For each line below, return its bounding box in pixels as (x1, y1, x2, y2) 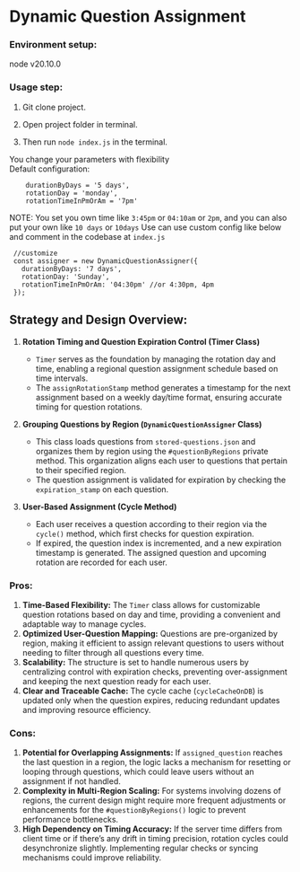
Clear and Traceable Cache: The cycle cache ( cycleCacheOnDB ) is (21, 685, 264, 696)
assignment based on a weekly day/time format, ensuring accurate (35, 392, 282, 402)
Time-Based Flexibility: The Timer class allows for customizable (21, 599, 261, 610)
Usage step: (9, 81, 64, 93)
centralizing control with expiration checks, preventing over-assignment (21, 666, 288, 677)
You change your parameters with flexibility (9, 154, 170, 164)
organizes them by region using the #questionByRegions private (35, 445, 269, 456)
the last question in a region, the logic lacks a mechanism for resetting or (21, 757, 291, 768)
